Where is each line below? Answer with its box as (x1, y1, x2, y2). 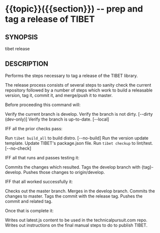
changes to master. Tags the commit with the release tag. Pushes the (5, 193, 143, 199)
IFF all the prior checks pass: (5, 125, 63, 131)
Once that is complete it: (5, 207, 54, 214)
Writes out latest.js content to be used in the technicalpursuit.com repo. (5, 217, 147, 223)
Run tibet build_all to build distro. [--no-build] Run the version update (5, 135, 149, 141)
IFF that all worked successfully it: (5, 178, 73, 185)
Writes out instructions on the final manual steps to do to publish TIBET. (5, 222, 147, 228)
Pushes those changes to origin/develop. (23, 169, 105, 175)
